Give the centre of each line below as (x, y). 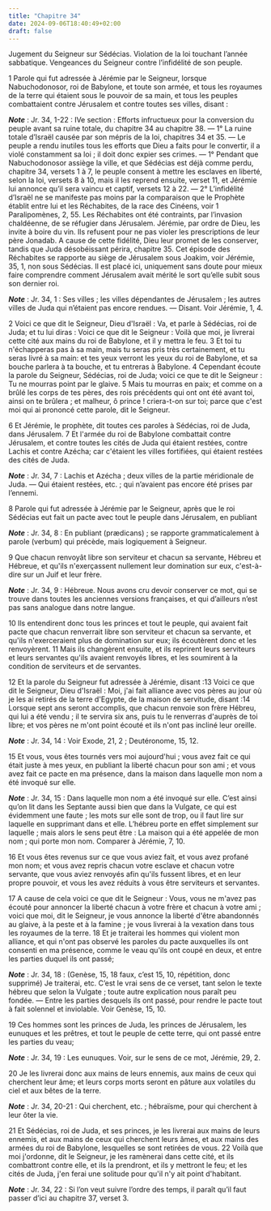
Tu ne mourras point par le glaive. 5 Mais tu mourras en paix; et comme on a (135, 384)
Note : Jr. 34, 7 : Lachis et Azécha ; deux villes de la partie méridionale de (131, 476)
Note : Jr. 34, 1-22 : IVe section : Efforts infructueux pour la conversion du (131, 120)
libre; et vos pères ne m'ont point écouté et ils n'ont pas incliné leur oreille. (133, 725)
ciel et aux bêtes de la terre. (55, 1091)
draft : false (30, 31)
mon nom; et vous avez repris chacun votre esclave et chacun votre (121, 865)
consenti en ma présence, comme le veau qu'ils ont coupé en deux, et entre (135, 951)
